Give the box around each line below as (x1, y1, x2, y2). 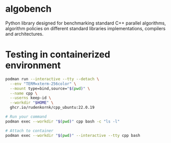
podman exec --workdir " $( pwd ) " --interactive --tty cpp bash (5, 133, 140, 138)
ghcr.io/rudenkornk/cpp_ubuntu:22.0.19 (10, 105, 95, 110)
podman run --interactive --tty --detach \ (5, 76, 100, 82)
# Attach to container (5, 128, 54, 133)
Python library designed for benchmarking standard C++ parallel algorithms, (5, 20, 166, 26)
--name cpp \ (10, 90, 38, 96)
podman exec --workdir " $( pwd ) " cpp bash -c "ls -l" (5, 118, 120, 124)
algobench (5, 3, 52, 15)
